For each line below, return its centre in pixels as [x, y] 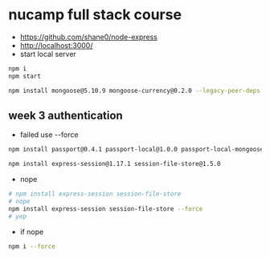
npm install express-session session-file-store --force [106, 209]
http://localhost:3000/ [56, 45]
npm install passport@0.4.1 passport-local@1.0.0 [93, 150]
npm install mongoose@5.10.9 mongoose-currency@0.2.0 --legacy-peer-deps [135, 91]
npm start [25, 76]
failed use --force [49, 135]
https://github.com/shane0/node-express [89, 37]
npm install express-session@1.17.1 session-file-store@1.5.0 [115, 164]
